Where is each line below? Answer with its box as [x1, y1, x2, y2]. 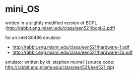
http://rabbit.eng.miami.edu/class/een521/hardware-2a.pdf [12, 49, 133, 55]
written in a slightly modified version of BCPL [5, 20, 97, 26]
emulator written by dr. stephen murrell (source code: [5, 59, 115, 65]
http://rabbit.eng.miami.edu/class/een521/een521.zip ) [5, 64, 115, 70]
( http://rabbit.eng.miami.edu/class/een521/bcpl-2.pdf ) [5, 25, 116, 31]
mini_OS [5, 3, 40, 15]
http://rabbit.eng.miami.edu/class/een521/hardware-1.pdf [12, 44, 130, 50]
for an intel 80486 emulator [5, 35, 61, 40]
